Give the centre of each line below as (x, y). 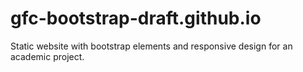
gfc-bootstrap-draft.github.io (136, 18)
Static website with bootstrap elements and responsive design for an (151, 46)
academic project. (47, 56)
